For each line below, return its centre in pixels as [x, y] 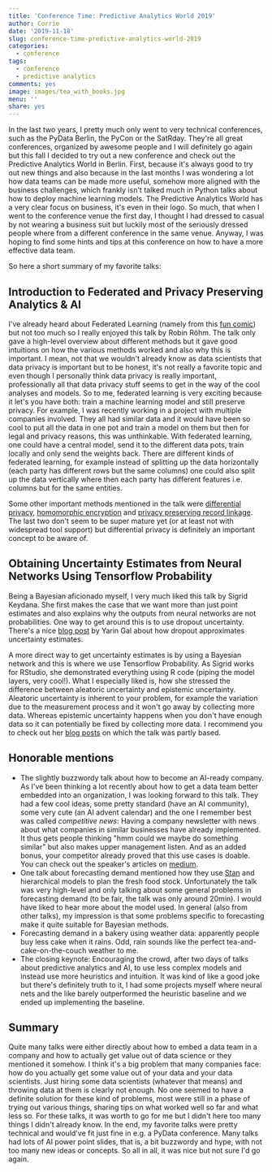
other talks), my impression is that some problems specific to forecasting [142, 915]
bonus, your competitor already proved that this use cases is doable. [135, 855]
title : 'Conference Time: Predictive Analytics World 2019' [112, 16]
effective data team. [42, 251]
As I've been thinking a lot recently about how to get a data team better [139, 786]
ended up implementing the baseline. [82, 1002]
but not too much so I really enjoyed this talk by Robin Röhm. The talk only [132, 332]
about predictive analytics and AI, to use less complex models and [131, 967]
